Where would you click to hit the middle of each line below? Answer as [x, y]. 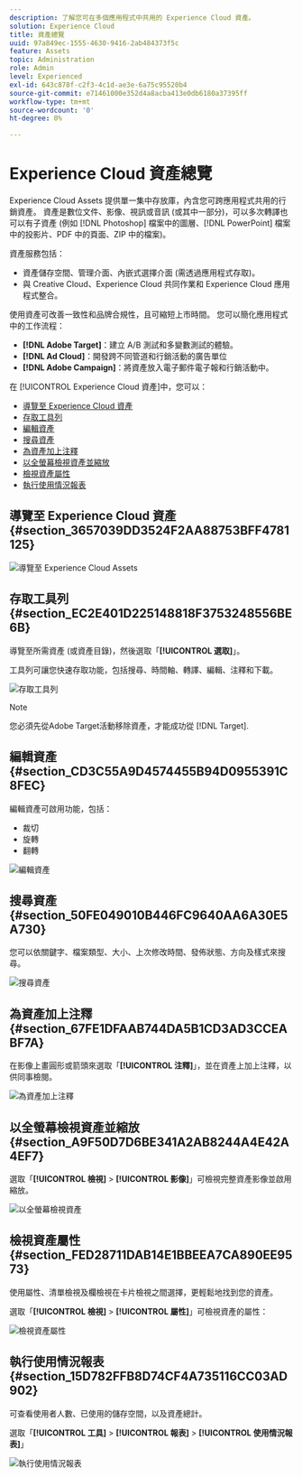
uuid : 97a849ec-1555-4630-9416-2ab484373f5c [94, 43]
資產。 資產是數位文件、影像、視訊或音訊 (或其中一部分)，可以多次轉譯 [149, 212]
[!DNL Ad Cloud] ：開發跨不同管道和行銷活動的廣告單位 [124, 357]
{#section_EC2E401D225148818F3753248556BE [151, 613]
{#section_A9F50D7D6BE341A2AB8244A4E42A [150, 1142]
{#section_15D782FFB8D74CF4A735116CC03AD [149, 1376]
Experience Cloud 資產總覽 [111, 174]
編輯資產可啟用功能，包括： [61, 808]
